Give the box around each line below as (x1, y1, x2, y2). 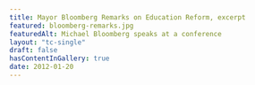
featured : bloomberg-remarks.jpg (9, 21, 134, 30)
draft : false (9, 46, 58, 55)
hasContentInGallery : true (9, 54, 110, 63)
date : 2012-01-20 (9, 63, 74, 72)
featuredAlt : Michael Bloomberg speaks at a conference (9, 29, 222, 38)
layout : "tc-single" (9, 37, 87, 47)
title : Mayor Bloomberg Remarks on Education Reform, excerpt (9, 12, 246, 22)
